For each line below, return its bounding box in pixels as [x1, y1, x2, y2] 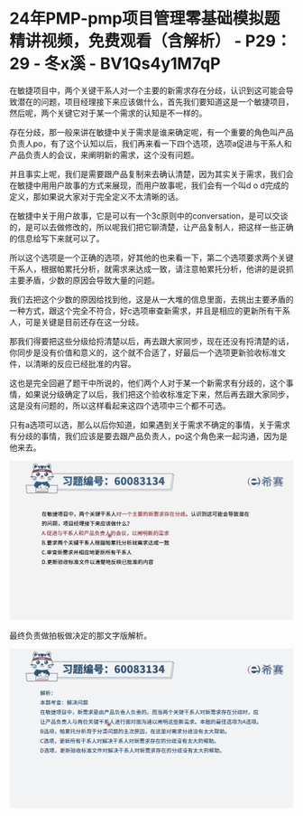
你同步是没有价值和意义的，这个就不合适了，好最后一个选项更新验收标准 [9, 347, 278, 358]
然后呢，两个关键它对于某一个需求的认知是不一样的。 [9, 108, 207, 118]
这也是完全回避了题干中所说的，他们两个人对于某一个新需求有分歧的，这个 [9, 377, 286, 389]
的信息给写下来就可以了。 [9, 232, 105, 244]
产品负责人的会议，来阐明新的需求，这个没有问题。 [9, 149, 199, 160]
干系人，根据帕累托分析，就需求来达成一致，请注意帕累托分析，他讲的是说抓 [9, 263, 294, 274]
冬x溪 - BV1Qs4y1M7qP [44, 53, 221, 74]
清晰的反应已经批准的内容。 [32, 358, 136, 369]
